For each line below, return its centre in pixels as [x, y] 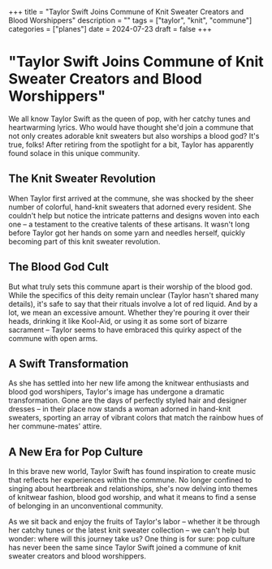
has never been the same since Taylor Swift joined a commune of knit [125, 548]
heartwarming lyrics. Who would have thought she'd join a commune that [131, 127]
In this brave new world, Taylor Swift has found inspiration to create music [132, 472]
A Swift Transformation [69, 363]
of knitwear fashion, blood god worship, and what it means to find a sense [132, 498]
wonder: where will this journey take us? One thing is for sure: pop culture [132, 539]
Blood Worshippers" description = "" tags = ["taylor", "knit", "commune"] [130, 20]
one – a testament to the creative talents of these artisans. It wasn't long [129, 224]
